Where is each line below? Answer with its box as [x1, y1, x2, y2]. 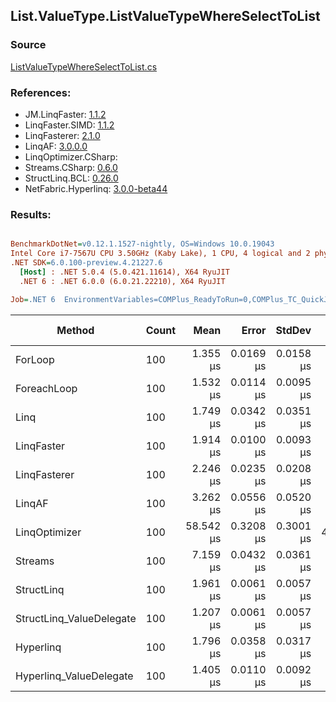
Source [10, 38, 47, 52]
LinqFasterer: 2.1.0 [24, 129, 101, 141]
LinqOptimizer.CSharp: [24, 150, 118, 163]
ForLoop [15, 352, 55, 366]
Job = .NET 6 [10, 294, 56, 304]
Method [56, 323, 95, 337]
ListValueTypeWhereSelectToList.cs [10, 60, 158, 73]
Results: [10, 207, 52, 221]
